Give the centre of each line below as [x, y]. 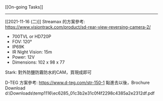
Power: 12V [23, 57]
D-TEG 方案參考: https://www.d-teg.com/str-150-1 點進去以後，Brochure [77, 83]
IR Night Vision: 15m [32, 52]
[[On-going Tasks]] [24, 7]
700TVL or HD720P [32, 36]
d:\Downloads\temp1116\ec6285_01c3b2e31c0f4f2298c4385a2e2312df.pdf [80, 93]
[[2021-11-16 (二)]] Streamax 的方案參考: [45, 22]
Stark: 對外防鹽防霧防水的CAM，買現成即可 [48, 72]
